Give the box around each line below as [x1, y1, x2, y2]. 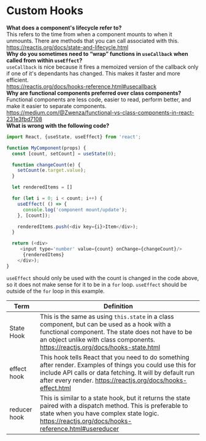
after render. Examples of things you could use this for [39, 361, 196, 369]
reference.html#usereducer [39, 424, 120, 433]
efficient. [6, 76, 29, 84]
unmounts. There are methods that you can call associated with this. [6, 37, 179, 44]
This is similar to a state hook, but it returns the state [39, 394, 191, 402]
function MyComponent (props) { [6, 145, 86, 151]
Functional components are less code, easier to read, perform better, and [6, 96, 191, 103]
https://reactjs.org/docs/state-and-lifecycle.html [6, 44, 129, 51]
